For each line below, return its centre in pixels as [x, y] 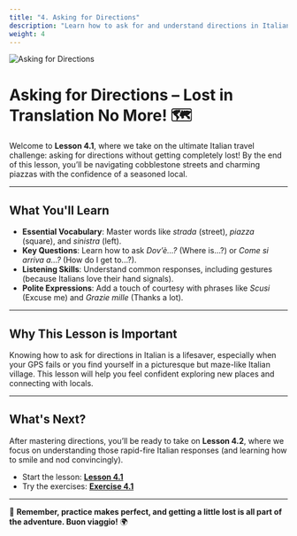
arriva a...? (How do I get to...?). [79, 260]
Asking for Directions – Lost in [122, 95]
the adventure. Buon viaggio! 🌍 [69, 521]
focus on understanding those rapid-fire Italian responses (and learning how [148, 450]
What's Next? [48, 419]
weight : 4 [27, 34]
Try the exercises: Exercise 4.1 [78, 486]
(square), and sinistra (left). [72, 241]
